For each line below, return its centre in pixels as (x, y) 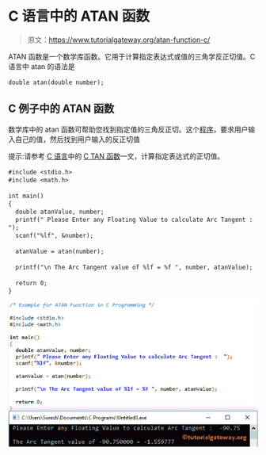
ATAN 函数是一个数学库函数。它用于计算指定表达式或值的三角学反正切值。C (132, 56)
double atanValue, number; (60, 212)
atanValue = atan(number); (60, 251)
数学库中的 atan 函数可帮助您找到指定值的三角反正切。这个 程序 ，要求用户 (128, 129)
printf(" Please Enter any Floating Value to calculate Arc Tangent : (134, 220)
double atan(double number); (56, 82)
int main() (26, 196)
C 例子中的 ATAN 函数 (61, 109)
